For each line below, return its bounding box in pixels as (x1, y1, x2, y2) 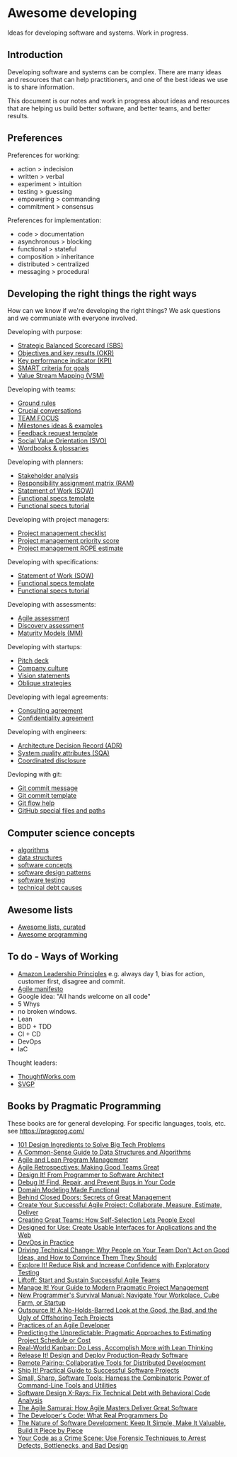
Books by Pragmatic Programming (7, 1100, 161, 1112)
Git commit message (17, 784, 78, 792)
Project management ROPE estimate (17, 544, 124, 553)
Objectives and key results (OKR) (17, 349, 115, 358)
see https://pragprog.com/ (7, 1126, 85, 1135)
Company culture (17, 664, 69, 673)
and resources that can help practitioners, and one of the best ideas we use (7, 75, 229, 84)
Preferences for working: (7, 151, 80, 159)
